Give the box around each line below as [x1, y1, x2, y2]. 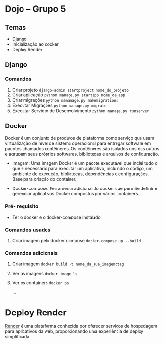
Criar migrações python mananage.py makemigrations [12, 97, 118, 103]
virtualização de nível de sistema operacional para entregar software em [5, 140, 151, 146]
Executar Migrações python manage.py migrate [12, 102, 107, 108]
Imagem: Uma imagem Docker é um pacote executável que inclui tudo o [12, 160, 158, 166]
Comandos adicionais [5, 250, 58, 257]
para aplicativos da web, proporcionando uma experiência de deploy [5, 328, 143, 334]
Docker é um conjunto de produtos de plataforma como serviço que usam [5, 135, 154, 141]
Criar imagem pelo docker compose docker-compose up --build [12, 238, 141, 244]
